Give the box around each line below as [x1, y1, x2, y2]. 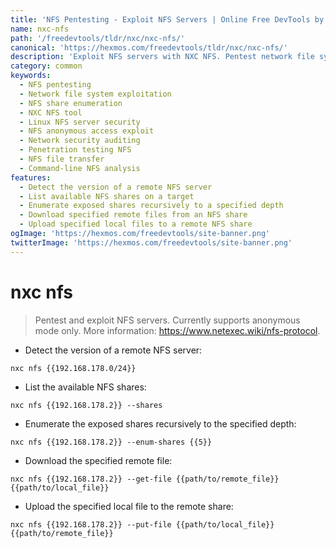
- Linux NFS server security [19, 117, 141, 127]
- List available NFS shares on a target [19, 191, 195, 201]
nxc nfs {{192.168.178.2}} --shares [10, 400, 163, 410]
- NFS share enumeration [19, 98, 123, 108]
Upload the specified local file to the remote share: [24, 500, 234, 512]
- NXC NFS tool [19, 107, 83, 118]
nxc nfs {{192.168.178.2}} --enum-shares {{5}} [10, 437, 213, 447]
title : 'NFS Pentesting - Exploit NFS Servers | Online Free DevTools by [10, 14, 325, 25]
